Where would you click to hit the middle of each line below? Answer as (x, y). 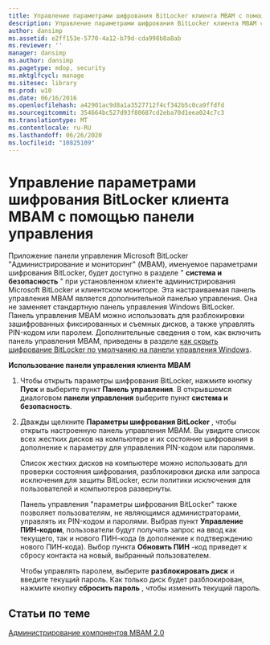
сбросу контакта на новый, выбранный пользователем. (115, 556)
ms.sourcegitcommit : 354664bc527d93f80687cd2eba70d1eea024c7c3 (117, 113)
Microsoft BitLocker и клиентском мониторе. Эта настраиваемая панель (132, 290)
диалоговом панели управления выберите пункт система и (124, 398)
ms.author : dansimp (41, 61)
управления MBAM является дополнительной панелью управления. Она (133, 299)
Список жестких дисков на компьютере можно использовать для (133, 463)
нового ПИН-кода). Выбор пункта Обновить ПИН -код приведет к (133, 547)
